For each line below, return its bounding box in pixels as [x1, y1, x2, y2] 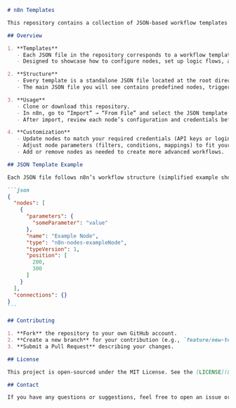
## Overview [7, 32, 42, 39]
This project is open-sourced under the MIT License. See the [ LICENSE [7, 369, 221, 376]
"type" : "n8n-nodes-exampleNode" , [25, 239, 128, 246]
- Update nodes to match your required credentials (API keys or [16, 135, 212, 142]
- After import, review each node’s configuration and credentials [16, 116, 218, 123]
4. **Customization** [7, 129, 71, 136]
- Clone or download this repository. [16, 103, 131, 110]
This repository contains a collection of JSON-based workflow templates [7, 19, 228, 26]
